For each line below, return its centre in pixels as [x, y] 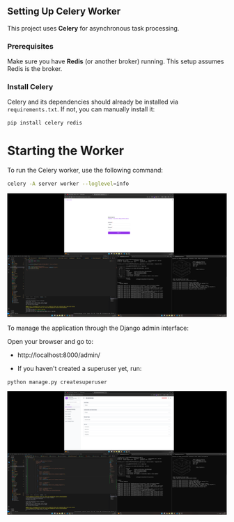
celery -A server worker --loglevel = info [68, 184]
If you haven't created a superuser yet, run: [79, 368]
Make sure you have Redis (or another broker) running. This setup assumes [116, 61]
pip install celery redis [45, 123]
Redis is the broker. [35, 69]
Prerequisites [30, 46]
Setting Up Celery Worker [64, 11]
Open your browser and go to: [50, 341]
